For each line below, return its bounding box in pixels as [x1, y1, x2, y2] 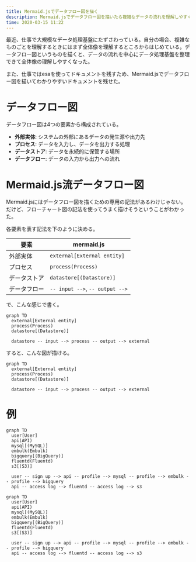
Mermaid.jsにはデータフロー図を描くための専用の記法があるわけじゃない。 [6, 198, 187, 205]
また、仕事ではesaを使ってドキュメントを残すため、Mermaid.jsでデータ [6, 71, 179, 78]
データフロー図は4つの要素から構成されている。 [6, 121, 122, 128]
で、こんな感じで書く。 [6, 301, 62, 308]
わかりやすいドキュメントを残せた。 [36, 78, 124, 85]
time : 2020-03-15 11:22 [6, 19, 64, 25]
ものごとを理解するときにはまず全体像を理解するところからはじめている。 [6, 43, 185, 50]
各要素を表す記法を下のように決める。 [6, 226, 98, 233]
